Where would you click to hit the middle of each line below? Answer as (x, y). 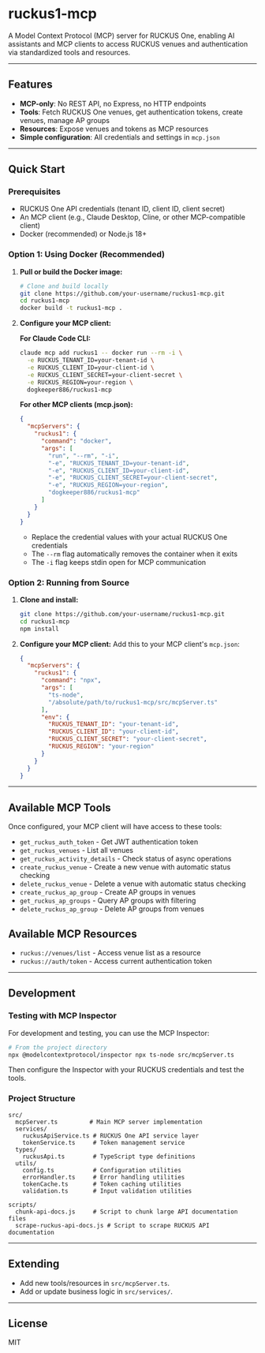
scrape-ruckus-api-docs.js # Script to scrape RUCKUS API (113, 1225)
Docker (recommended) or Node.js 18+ (83, 234)
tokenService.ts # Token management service (104, 1142)
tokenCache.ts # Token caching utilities (102, 1184)
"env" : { (55, 717)
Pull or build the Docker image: (71, 271)
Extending (34, 1264)
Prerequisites (34, 192)
